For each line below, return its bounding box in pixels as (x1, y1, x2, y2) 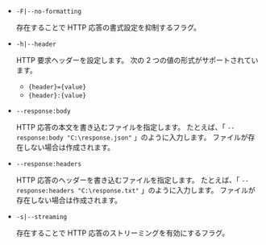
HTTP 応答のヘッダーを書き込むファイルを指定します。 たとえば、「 (15, 176, 240, 185)
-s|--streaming (15, 213, 68, 221)
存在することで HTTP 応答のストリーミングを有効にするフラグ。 (15, 228, 230, 238)
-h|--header (15, 40, 56, 48)
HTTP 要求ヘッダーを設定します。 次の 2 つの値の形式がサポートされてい (15, 56, 259, 64)
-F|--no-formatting (15, 7, 82, 15)
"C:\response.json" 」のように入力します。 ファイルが (67, 132, 248, 142)
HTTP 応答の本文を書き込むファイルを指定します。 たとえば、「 (15, 122, 226, 131)
